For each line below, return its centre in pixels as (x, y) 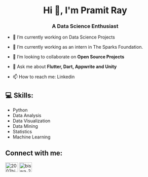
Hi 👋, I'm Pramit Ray (85, 10)
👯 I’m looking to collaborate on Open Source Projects (68, 57)
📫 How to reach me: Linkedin (44, 77)
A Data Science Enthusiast (85, 26)
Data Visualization (31, 121)
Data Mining (25, 126)
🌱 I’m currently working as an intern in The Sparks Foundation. (78, 47)
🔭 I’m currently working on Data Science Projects (64, 37)
